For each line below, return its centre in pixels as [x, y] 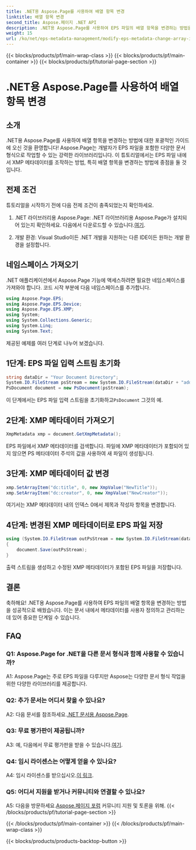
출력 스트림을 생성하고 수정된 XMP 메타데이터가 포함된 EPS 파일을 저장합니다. [94, 567]
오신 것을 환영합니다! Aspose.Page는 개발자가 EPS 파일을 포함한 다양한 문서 [99, 148]
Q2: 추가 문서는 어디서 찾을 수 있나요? [56, 701]
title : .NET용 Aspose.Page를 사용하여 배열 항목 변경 [65, 11]
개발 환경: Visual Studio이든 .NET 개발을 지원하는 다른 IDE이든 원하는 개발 [99, 237]
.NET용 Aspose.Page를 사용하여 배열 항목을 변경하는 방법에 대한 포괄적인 [90, 140]
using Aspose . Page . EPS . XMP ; [40, 309]
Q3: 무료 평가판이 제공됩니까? [45, 731]
